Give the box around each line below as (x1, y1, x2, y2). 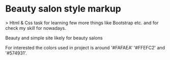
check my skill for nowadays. (5, 25, 66, 31)
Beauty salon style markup (5, 3, 121, 15)
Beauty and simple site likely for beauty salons (5, 35, 103, 41)
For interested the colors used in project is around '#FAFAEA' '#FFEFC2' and (5, 44, 165, 50)
